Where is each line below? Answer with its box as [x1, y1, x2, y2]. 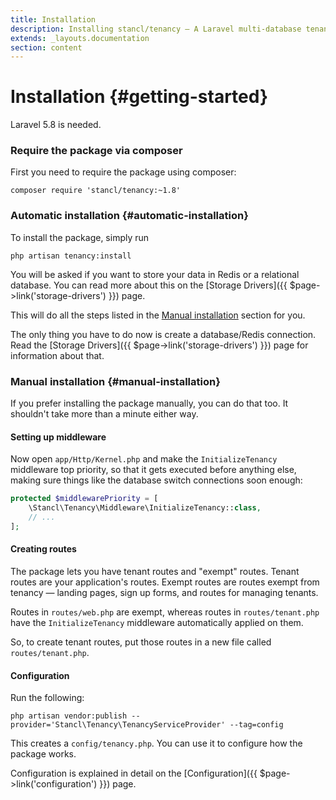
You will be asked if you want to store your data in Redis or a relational [10, 268, 300, 280]
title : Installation [10, 14, 97, 25]
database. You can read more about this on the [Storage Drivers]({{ [10, 279, 288, 291]
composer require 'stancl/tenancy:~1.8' [10, 186, 182, 196]
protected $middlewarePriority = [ [10, 494, 159, 504]
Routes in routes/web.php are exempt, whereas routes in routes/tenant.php [10, 606, 320, 618]
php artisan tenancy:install [10, 251, 132, 261]
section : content [10, 42, 83, 53]
